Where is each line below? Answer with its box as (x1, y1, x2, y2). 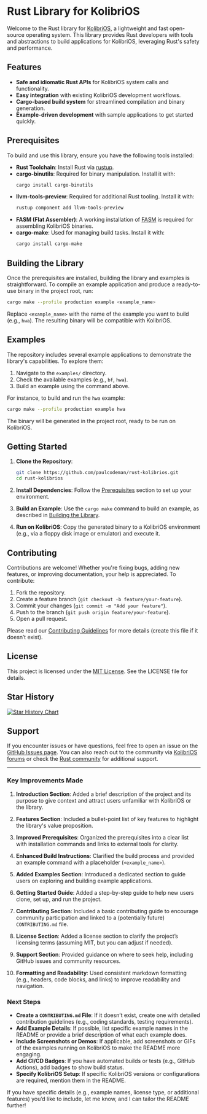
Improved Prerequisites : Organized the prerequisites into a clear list (15, 833, 189, 841)
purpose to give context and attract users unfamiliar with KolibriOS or (15, 797, 192, 804)
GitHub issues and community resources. (15, 957, 121, 965)
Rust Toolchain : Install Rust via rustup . (15, 163, 114, 171)
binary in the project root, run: (17, 287, 94, 294)
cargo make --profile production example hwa (7, 406, 125, 412)
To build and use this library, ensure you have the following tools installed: (7, 152, 194, 159)
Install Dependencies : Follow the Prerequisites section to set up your (15, 486, 192, 494)
